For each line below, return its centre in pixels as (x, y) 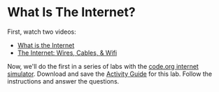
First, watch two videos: (42, 32)
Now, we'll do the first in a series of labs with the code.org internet (103, 66)
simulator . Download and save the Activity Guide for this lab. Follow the (109, 74)
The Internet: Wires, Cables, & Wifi (67, 53)
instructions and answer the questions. (63, 81)
